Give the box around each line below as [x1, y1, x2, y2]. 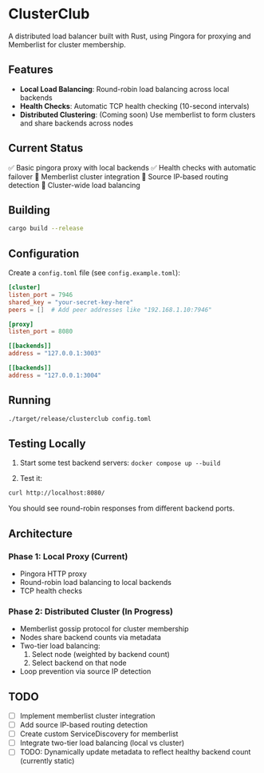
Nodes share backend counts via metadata [19, 633, 161, 643]
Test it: [19, 474, 42, 483]
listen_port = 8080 [8, 327, 73, 336]
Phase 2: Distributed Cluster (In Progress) [8, 606, 174, 617]
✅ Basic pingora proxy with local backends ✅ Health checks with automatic [8, 162, 257, 172]
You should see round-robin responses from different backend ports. [8, 503, 235, 513]
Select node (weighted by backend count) [31, 650, 170, 659]
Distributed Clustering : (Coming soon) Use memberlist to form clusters [19, 110, 256, 119]
